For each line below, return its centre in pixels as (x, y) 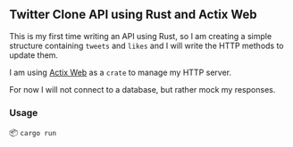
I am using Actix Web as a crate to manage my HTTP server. (121, 72)
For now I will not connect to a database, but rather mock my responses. (142, 89)
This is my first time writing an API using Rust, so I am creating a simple (141, 36)
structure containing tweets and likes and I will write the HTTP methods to (146, 45)
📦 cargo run (33, 133)
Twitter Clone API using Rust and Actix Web (133, 15)
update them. (34, 55)
